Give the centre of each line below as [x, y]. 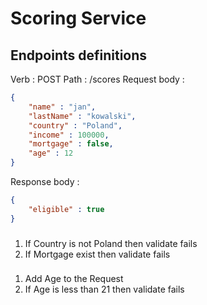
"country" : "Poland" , [75, 125]
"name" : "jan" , [62, 107]
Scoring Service [78, 18]
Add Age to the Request [74, 279]
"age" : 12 [51, 153]
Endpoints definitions [79, 55]
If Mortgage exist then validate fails [97, 254]
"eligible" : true [66, 209]
